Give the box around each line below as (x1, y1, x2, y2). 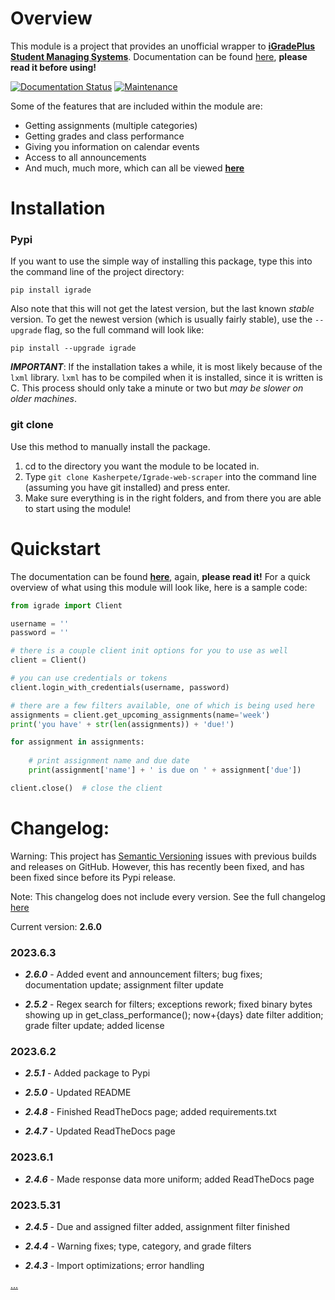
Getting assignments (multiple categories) (24, 119, 198, 131)
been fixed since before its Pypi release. (10, 871, 177, 883)
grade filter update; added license (24, 1020, 165, 1032)
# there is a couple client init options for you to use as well (10, 646, 288, 656)
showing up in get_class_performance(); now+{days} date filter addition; (24, 1009, 324, 1021)
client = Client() (10, 655, 87, 666)
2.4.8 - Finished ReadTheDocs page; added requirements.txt (24, 1106, 277, 1118)
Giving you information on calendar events (24, 140, 200, 152)
